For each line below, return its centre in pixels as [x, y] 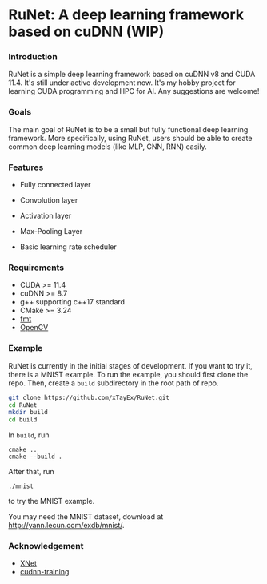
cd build [23, 420]
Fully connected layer [55, 185]
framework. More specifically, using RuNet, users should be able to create [130, 138]
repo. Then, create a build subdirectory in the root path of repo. [114, 383]
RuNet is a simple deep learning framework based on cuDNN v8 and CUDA [132, 75]
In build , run [29, 435]
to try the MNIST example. [52, 501]
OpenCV [34, 328]
